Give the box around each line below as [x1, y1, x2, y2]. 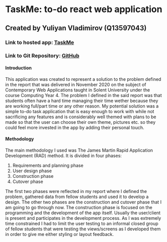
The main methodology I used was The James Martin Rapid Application [5, 147, 153, 153]
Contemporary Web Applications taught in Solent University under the [5, 87, 150, 93]
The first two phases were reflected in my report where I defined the [5, 188, 147, 194]
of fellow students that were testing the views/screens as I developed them [5, 226, 161, 232]
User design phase [12, 168, 52, 174]
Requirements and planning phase [12, 162, 84, 168]
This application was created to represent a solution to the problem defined [5, 76, 161, 82]
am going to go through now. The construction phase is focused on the [5, 204, 152, 210]
